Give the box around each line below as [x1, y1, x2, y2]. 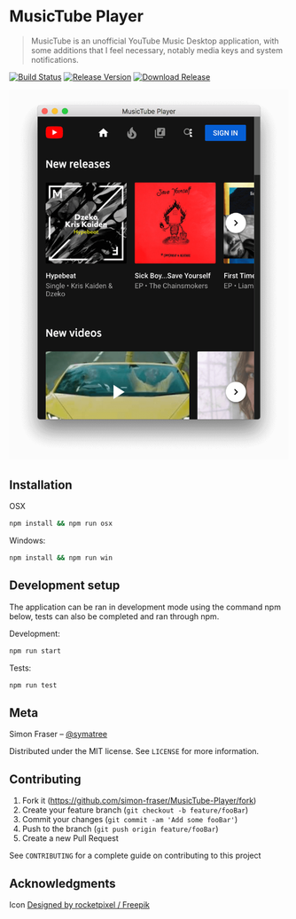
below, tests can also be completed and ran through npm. [9, 610, 220, 622]
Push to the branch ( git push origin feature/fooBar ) [21, 823, 219, 835]
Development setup [9, 578, 121, 593]
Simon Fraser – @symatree [9, 729, 108, 740]
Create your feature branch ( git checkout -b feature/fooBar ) [21, 805, 249, 815]
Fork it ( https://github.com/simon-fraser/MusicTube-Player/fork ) [21, 796, 257, 806]
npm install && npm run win [9, 554, 113, 562]
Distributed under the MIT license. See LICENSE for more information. [9, 746, 260, 757]
